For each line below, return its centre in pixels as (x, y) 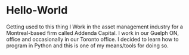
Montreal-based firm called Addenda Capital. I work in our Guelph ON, (93, 33)
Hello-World (37, 10)
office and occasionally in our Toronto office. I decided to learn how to (92, 39)
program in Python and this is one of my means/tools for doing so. (87, 46)
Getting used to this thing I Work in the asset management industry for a (95, 27)
